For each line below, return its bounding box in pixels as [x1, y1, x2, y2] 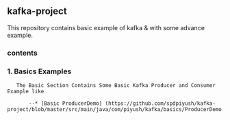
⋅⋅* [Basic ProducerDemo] [28, 100, 103, 107]
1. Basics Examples [7, 67, 72, 76]
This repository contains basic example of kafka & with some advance [7, 23, 205, 32]
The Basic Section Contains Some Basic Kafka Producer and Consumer [16, 82, 216, 89]
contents [7, 48, 38, 58]
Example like [7, 88, 44, 95]
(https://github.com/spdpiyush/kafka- [105, 100, 216, 107]
